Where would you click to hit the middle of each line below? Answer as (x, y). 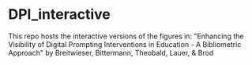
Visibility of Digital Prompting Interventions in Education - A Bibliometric (125, 44)
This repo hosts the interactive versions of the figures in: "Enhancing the (126, 36)
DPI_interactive (59, 14)
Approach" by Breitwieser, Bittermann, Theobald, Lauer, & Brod (111, 52)
